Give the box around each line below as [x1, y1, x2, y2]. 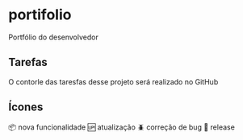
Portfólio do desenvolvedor [8, 32, 98, 42]
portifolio [8, 6, 72, 24]
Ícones [8, 101, 44, 114]
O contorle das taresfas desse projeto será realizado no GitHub [8, 76, 219, 86]
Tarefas [8, 56, 48, 69]
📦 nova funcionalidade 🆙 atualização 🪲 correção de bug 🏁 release [8, 122, 236, 132]
